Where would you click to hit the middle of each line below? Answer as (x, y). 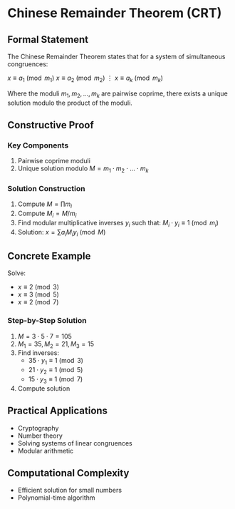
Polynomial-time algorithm (56, 498)
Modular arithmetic (46, 451)
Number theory (40, 436)
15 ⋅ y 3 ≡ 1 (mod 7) (56, 380)
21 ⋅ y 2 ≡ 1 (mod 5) (56, 371)
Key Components (38, 145)
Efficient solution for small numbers (70, 490)
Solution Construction (46, 189)
